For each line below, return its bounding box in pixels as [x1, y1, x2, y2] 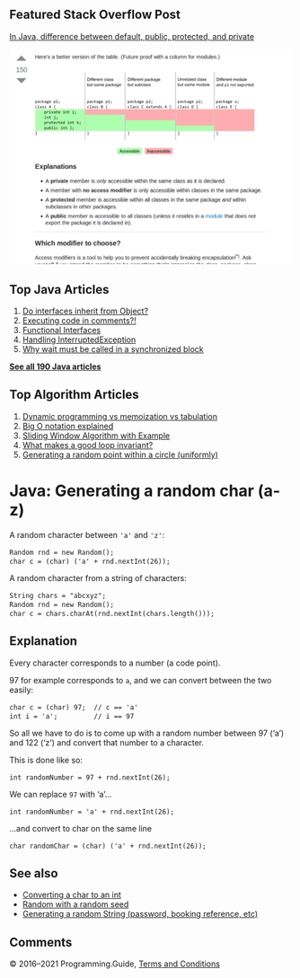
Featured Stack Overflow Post [9, 7, 181, 22]
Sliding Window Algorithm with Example [22, 430, 171, 441]
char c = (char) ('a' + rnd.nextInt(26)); [9, 557, 171, 566]
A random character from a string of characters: [9, 572, 187, 583]
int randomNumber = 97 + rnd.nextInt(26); [9, 772, 171, 782]
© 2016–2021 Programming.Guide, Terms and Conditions [9, 958, 220, 969]
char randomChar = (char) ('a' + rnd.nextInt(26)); [9, 841, 207, 850]
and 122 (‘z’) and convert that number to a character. [9, 736, 205, 748]
